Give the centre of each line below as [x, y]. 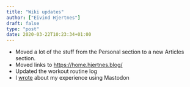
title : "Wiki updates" [35, 12]
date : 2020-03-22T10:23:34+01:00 [49, 35]
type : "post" [23, 29]
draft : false [23, 23]
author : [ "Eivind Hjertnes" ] [43, 18]
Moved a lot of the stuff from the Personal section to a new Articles [100, 52]
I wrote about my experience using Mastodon [72, 78]
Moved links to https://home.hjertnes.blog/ [69, 65]
